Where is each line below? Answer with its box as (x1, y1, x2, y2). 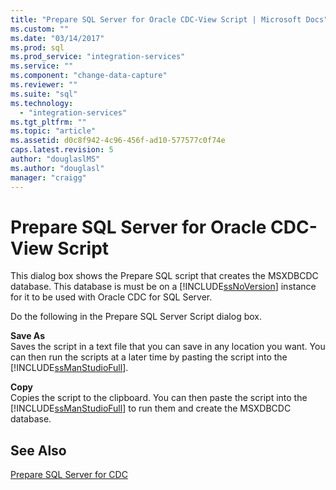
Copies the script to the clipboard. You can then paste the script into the (10, 392, 308, 404)
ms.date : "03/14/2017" (10, 33, 105, 43)
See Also (10, 442, 67, 459)
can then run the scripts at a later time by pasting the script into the (10, 351, 288, 363)
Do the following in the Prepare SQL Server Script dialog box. (10, 311, 263, 323)
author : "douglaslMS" (10, 154, 101, 164)
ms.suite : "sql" (10, 89, 78, 99)
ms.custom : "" (10, 24, 70, 34)
